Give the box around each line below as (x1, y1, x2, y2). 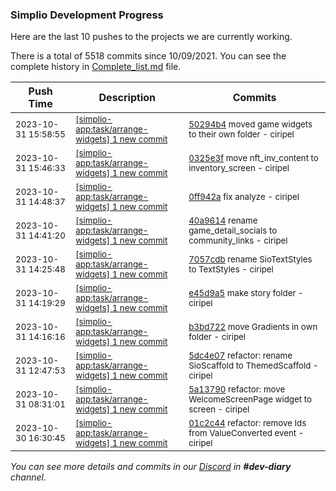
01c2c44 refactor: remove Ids (188, 418, 307, 429)
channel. (10, 471, 47, 483)
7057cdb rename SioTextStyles (188, 254, 313, 265)
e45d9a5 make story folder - (188, 288, 304, 299)
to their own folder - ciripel (188, 129, 295, 140)
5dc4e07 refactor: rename (188, 350, 293, 362)
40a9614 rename (188, 215, 258, 227)
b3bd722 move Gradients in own (188, 321, 318, 333)
